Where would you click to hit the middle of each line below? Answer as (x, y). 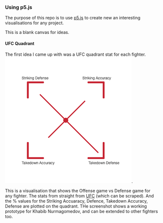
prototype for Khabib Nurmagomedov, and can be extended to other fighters (81, 211)
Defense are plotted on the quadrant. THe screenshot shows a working (76, 206)
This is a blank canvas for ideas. (37, 32)
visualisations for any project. (34, 23)
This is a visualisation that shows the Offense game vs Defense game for (78, 191)
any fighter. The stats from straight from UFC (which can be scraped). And (80, 196)
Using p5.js (19, 7)
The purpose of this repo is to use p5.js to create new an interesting (73, 18)
